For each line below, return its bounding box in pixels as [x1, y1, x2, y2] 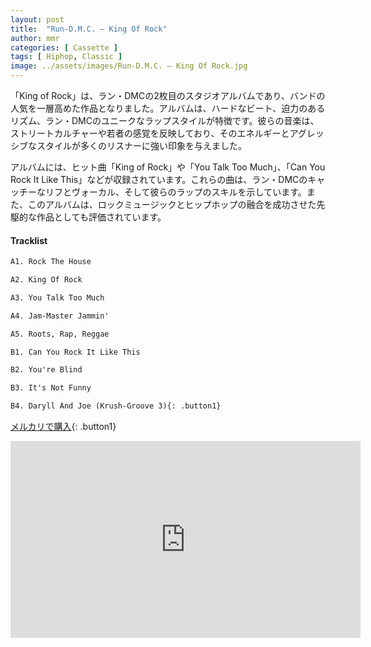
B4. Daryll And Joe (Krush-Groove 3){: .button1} [10, 401, 222, 411]
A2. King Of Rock [10, 275, 83, 285]
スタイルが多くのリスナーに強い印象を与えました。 [36, 140, 247, 151]
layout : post [10, 14, 65, 25]
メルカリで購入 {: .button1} [10, 421, 117, 433]
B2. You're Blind [10, 365, 83, 375]
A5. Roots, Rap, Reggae [10, 329, 110, 339]
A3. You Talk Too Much [10, 292, 105, 303]
